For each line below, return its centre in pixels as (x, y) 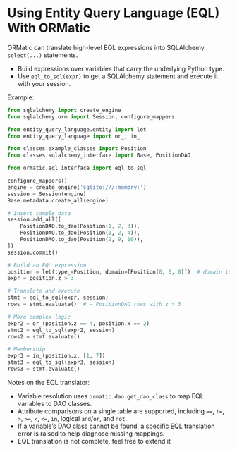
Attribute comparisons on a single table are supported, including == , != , (121, 411)
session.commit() (33, 252)
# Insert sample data (39, 213)
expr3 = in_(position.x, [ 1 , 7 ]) (56, 356)
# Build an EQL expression (47, 265)
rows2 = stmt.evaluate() (44, 336)
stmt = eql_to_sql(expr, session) (58, 298)
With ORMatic (49, 28)
